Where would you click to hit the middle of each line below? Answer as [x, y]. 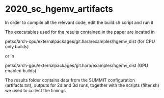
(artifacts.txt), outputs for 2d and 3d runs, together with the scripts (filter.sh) [82, 85]
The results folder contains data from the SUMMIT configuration [70, 80]
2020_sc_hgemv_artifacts [59, 9]
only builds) [17, 46]
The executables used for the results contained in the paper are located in [80, 32]
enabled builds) [21, 70]
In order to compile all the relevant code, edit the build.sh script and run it [79, 22]
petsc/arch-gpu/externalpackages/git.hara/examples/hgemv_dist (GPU [77, 65]
